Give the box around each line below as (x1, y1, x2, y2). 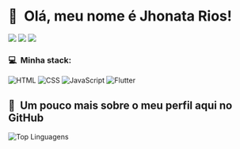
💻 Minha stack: (8, 55, 72, 66)
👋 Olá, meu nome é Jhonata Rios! (8, 7, 232, 25)
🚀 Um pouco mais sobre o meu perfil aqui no (8, 98, 233, 112)
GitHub (8, 111, 44, 124)
